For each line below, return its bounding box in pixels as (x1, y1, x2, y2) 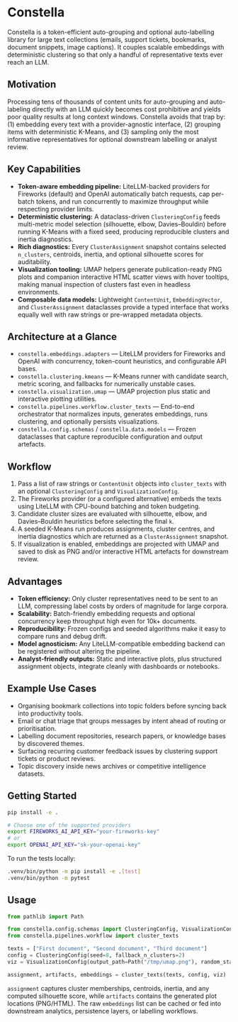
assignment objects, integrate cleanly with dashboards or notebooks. (17, 662, 220, 671)
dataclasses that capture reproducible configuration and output (17, 432, 203, 441)
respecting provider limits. (17, 204, 94, 213)
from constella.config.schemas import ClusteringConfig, (7, 925, 179, 933)
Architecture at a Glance (7, 331, 118, 343)
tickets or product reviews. (17, 754, 96, 763)
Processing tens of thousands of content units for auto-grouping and (7, 97, 209, 106)
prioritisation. (17, 724, 57, 732)
